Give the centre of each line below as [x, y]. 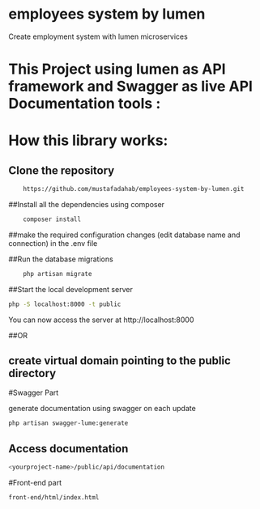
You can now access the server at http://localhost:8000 [101, 320]
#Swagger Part [34, 392]
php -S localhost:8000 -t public [65, 304]
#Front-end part [35, 483]
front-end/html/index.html [54, 498]
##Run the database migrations [61, 259]
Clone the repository [62, 170]
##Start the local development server [71, 289]
